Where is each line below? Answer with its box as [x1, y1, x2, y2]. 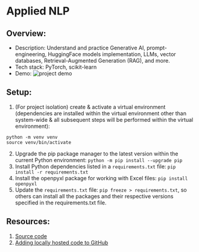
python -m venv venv [6, 134, 58, 140]
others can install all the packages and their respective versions [14, 192, 174, 200]
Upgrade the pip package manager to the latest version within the [14, 150, 178, 157]
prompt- [147, 44, 168, 51]
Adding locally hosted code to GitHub [14, 239, 109, 246]
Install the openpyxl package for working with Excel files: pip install [14, 174, 188, 181]
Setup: [6, 87, 32, 98]
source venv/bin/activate [6, 139, 71, 145]
